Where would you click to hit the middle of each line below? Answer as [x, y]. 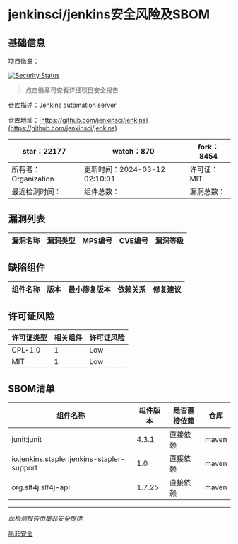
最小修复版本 [90, 289]
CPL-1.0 [26, 350]
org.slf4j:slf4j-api [41, 487]
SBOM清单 [31, 389]
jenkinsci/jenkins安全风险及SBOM [109, 15]
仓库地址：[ [25, 120]
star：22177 [44, 151]
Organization [33, 179]
